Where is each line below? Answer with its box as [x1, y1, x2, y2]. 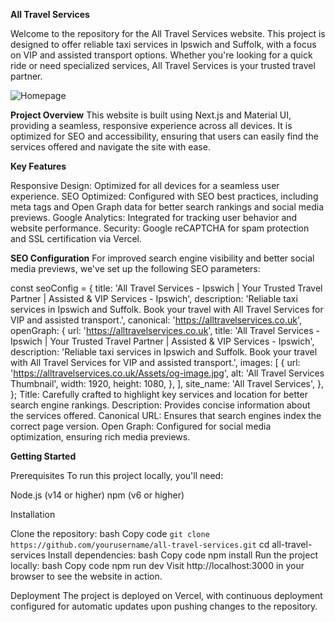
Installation [10, 509, 56, 520]
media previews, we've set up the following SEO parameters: [10, 263, 261, 274]
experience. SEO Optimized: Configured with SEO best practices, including [10, 190, 319, 202]
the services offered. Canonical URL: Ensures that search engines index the [10, 410, 322, 421]
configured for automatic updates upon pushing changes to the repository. [10, 600, 318, 612]
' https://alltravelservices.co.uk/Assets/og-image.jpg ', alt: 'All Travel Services [10, 367, 325, 379]
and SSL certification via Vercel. [10, 233, 143, 244]
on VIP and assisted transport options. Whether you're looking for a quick [10, 49, 313, 61]
